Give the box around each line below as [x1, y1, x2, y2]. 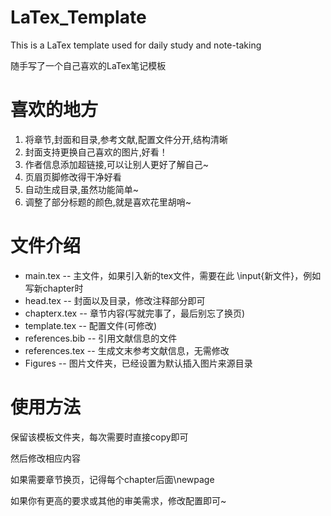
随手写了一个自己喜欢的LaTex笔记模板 [10, 59, 167, 71]
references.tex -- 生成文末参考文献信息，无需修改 [24, 344, 230, 356]
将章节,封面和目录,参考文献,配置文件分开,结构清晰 [24, 133, 228, 145]
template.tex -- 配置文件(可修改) [24, 319, 158, 331]
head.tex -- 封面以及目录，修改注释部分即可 [24, 294, 206, 306]
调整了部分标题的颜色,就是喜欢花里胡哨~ [24, 196, 192, 208]
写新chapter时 [24, 282, 84, 294]
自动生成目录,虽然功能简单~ [24, 183, 140, 195]
